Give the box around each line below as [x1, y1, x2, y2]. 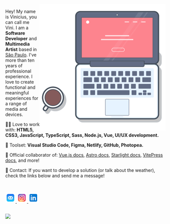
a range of [5, 101, 27, 107]
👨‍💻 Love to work [5, 121, 40, 127]
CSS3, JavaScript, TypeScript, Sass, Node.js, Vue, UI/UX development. [5, 132, 159, 138]
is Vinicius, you [5, 14, 37, 20]
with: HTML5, [5, 127, 34, 133]
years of [5, 63, 23, 68]
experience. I [5, 73, 33, 80]
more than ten [5, 57, 35, 63]
